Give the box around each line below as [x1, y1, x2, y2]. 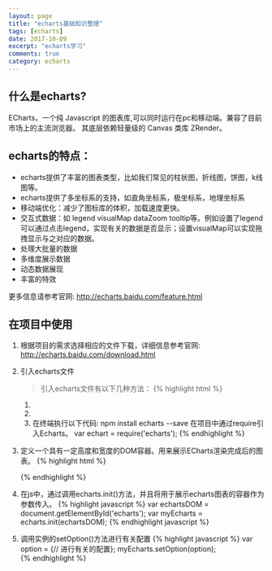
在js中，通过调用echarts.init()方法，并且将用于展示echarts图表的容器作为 [19, 490, 265, 499]
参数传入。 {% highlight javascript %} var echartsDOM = [19, 499, 209, 509]
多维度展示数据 [19, 253, 71, 263]
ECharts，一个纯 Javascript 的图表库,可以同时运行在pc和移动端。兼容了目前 [8, 112, 262, 122]
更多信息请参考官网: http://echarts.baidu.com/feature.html [8, 291, 203, 301]
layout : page [8, 11, 53, 20]
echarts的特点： [8, 149, 92, 163]
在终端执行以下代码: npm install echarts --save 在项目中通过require [32, 419, 257, 428]
